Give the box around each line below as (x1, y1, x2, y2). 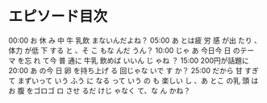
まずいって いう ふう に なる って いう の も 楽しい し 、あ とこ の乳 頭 (17, 76, 250, 85)
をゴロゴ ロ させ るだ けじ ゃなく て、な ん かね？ (26, 85, 191, 95)
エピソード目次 (8, 7, 108, 26)
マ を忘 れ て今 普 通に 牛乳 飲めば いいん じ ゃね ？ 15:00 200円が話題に (8, 56, 250, 65)
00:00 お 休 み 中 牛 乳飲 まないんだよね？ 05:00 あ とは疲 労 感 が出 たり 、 (8, 35, 262, 45)
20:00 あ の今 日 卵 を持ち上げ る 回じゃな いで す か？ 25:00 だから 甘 (8, 65, 244, 75)
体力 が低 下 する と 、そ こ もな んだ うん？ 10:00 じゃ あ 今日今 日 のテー (8, 45, 255, 55)
